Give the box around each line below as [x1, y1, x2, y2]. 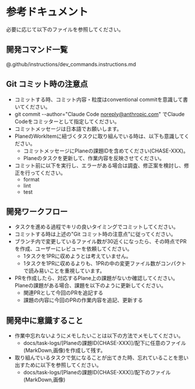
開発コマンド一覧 [6, 45, 68, 55]
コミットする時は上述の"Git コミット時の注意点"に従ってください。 [14, 231, 177, 238]
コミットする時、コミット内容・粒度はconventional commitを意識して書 [14, 96, 189, 103]
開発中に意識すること [6, 315, 83, 326]
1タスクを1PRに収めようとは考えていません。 [23, 253, 132, 260]
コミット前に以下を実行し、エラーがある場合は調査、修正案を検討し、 [14, 162, 184, 169]
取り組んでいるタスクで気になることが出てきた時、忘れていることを [14, 354, 179, 361]
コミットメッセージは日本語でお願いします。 [14, 125, 122, 132]
